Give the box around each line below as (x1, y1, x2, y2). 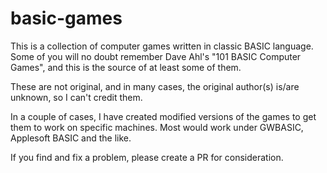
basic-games (10, 7, 123, 30)
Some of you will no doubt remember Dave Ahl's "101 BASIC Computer (10, 50, 302, 62)
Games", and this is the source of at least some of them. (10, 61, 242, 73)
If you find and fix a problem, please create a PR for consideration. (10, 151, 284, 163)
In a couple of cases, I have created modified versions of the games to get (10, 110, 317, 122)
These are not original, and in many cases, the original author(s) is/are (10, 80, 300, 92)
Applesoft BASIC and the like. (10, 132, 132, 144)
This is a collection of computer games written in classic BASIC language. (10, 40, 314, 52)
